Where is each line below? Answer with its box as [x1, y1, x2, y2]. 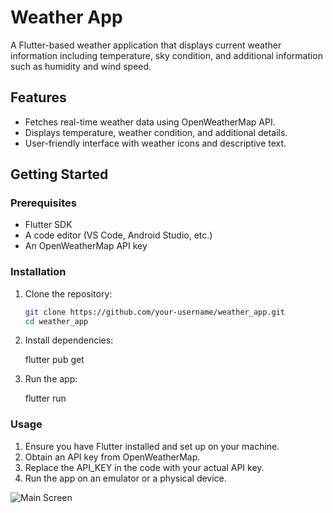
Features [10, 89, 67, 106]
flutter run [24, 392, 67, 405]
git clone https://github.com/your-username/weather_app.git [24, 307, 286, 317]
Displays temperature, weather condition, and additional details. [24, 126, 288, 138]
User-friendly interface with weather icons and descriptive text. [24, 137, 287, 149]
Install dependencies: [24, 334, 114, 346]
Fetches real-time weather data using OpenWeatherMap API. [24, 116, 276, 128]
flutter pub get [24, 354, 85, 366]
